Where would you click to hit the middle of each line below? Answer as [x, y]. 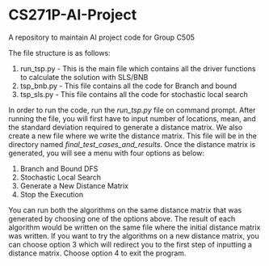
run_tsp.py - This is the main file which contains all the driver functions [138, 68]
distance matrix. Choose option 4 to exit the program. [97, 253]
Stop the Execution [51, 194]
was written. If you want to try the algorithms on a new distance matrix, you [134, 235]
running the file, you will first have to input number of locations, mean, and [132, 118]
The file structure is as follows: [59, 53]
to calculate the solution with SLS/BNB [84, 77]
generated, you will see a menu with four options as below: [106, 153]
